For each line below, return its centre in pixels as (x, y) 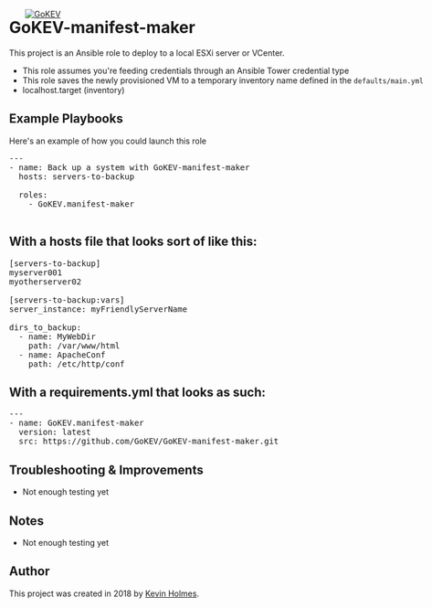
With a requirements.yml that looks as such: (138, 392)
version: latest (55, 432)
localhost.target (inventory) (74, 90)
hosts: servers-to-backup (77, 176)
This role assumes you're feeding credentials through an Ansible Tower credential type (186, 70)
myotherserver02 (46, 282)
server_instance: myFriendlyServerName (98, 309)
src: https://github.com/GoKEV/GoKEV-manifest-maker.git (149, 442)
